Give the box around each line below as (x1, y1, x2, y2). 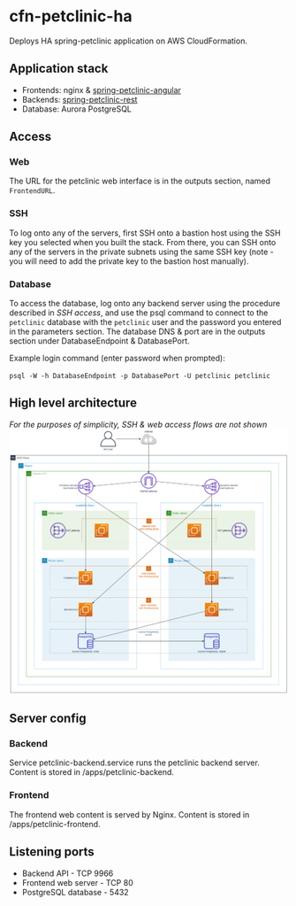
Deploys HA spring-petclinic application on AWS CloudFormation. (9, 35, 247, 46)
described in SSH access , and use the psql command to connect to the (9, 307, 269, 318)
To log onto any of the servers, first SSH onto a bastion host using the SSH (9, 228, 281, 238)
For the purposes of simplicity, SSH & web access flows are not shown (9, 419, 268, 430)
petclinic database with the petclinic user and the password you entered (9, 317, 282, 328)
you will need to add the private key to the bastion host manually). (9, 255, 249, 267)
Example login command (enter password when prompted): (9, 352, 225, 364)
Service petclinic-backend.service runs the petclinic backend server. (9, 757, 261, 768)
